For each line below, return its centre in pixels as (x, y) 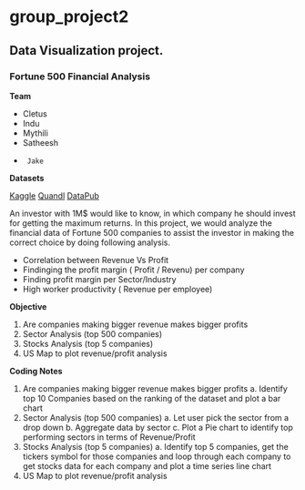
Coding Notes (36, 371)
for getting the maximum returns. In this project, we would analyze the (141, 223)
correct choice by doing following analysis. (90, 242)
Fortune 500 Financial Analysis (80, 77)
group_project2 (69, 17)
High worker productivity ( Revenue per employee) (117, 289)
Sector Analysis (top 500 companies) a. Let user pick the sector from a (156, 417)
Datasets (27, 178)
